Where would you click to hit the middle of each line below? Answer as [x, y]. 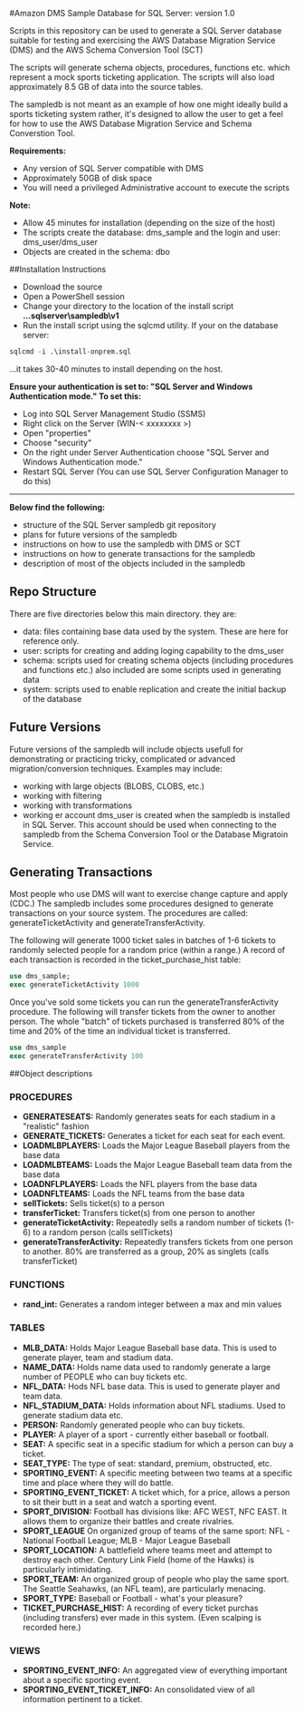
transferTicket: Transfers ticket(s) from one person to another [139, 1213]
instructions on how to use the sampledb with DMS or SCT [132, 544]
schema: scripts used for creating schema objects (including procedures [158, 660]
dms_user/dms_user [60, 242]
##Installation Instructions [58, 269]
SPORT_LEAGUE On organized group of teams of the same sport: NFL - [156, 1531]
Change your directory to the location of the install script [128, 306]
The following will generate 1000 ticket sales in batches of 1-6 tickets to [142, 940]
